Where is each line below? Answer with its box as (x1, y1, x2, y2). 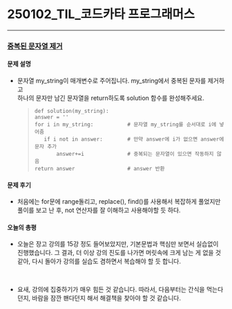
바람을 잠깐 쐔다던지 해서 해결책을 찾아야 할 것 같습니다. (32, 294, 182, 302)
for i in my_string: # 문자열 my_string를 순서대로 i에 (34, 121, 217, 128)
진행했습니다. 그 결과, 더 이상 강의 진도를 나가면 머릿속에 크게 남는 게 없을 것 (17, 249, 222, 257)
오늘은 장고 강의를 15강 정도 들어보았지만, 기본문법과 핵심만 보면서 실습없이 (17, 240, 219, 248)
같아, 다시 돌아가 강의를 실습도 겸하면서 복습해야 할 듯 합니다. (17, 257, 182, 265)
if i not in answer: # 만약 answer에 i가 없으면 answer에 (43, 136, 224, 143)
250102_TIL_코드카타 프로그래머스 (7, 6, 195, 22)
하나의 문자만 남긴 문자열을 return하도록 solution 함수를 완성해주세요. (17, 94, 205, 103)
